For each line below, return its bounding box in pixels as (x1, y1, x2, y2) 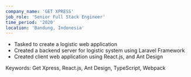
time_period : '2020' (5, 19, 56, 25)
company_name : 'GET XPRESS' (5, 8, 74, 15)
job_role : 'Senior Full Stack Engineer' (5, 14, 106, 20)
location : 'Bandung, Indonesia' (5, 24, 84, 31)
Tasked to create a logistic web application (13, 41, 118, 48)
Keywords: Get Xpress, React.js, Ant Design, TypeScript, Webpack (5, 65, 166, 72)
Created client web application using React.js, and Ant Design (13, 53, 163, 60)
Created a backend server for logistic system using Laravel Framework (13, 47, 185, 54)
